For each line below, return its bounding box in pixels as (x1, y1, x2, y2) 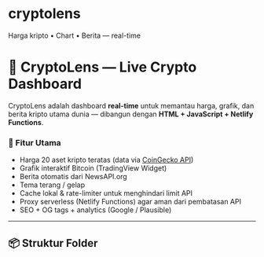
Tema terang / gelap (19, 180, 86, 189)
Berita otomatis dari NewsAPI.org (19, 172, 127, 182)
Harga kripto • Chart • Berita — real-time (8, 31, 141, 40)
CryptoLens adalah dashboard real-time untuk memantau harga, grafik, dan (8, 101, 255, 110)
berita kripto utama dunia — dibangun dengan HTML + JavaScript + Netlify (8, 109, 254, 119)
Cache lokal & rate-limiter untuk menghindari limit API (19, 189, 193, 198)
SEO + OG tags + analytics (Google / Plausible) (19, 205, 172, 215)
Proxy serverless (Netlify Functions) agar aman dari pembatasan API (19, 197, 242, 207)
